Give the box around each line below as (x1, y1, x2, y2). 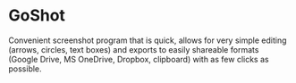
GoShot (8, 5, 66, 26)
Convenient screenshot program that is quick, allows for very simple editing (8, 35, 287, 46)
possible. (8, 63, 42, 74)
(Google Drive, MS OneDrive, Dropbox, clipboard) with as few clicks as (8, 54, 269, 64)
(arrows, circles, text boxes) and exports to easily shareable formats (8, 44, 259, 54)
